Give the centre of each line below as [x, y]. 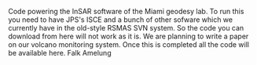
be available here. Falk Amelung [60, 53]
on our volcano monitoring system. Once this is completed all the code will [129, 45]
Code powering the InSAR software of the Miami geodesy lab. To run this [126, 11]
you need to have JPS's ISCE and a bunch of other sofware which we [121, 20]
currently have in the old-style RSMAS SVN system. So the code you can [126, 28]
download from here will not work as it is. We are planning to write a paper [128, 36]
